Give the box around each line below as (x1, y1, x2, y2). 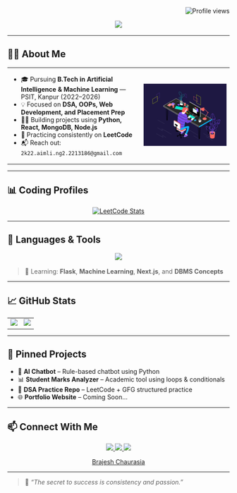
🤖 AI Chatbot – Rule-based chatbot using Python (17, 367, 160, 375)
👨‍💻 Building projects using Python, (20, 115, 122, 123)
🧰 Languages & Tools (7, 233, 101, 246)
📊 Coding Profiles (7, 184, 89, 197)
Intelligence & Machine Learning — (20, 85, 126, 93)
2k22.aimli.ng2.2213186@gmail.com (20, 150, 122, 157)
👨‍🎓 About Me (7, 48, 66, 60)
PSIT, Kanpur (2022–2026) (20, 92, 101, 101)
